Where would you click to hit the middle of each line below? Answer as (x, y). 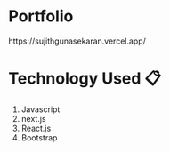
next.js (33, 118)
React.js (36, 128)
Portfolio (41, 16)
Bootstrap (39, 137)
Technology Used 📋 (85, 79)
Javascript (40, 109)
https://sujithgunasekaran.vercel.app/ (77, 41)
